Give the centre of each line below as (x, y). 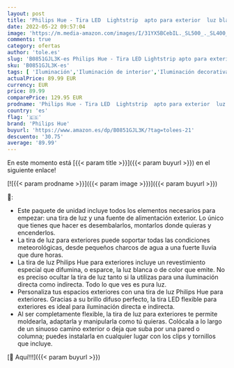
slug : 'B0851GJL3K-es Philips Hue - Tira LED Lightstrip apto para (107, 59)
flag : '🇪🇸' (24, 117)
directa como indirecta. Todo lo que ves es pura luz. (92, 285)
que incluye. (35, 344)
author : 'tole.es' (34, 53)
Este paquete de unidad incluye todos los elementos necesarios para (116, 211)
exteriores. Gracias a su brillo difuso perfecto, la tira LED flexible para (117, 299)
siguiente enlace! (32, 170)
